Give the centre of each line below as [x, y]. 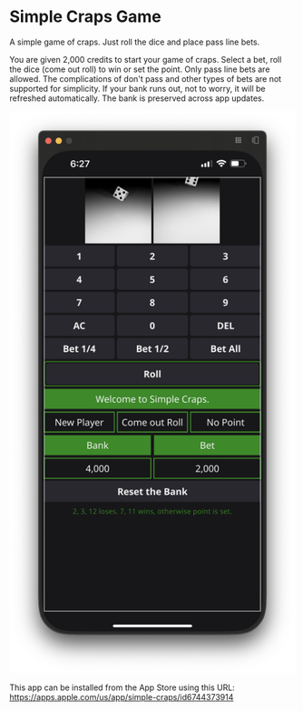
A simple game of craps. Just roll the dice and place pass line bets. [135, 42]
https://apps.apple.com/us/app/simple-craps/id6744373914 [122, 696]
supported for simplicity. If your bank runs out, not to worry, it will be [137, 88]
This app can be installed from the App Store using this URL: [122, 687]
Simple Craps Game [85, 17]
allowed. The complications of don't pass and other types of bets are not [146, 78]
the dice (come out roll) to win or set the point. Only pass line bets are [140, 69]
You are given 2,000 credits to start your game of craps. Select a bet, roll [146, 59]
